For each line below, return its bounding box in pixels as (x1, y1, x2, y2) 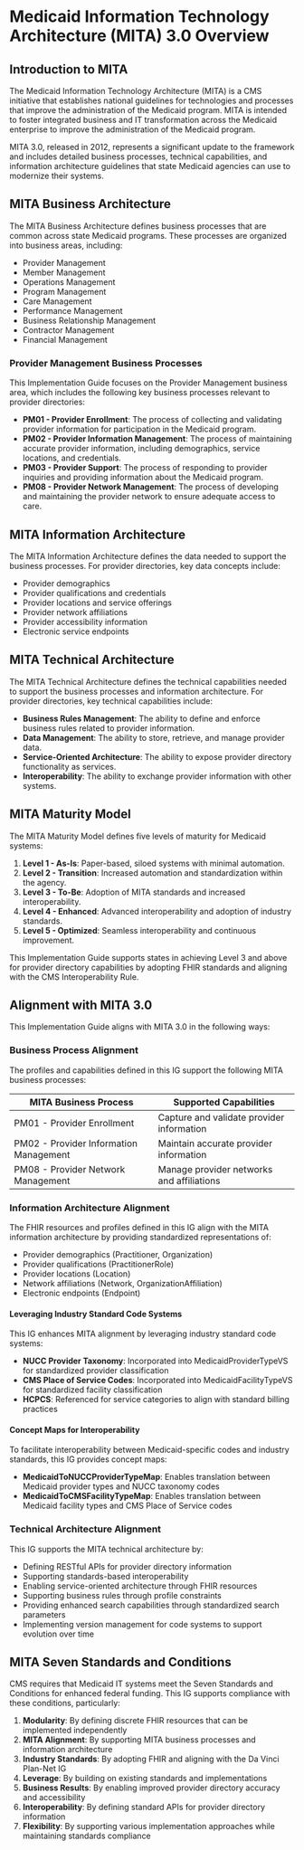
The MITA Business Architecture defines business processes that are (9, 220, 267, 232)
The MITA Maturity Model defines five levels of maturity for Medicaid (9, 830, 267, 841)
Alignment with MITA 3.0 (9, 997, 153, 1012)
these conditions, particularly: (9, 1698, 120, 1709)
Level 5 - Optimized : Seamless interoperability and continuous (22, 925, 256, 935)
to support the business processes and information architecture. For (9, 686, 264, 697)
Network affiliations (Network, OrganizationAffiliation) (22, 1277, 223, 1288)
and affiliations (157, 1174, 221, 1187)
